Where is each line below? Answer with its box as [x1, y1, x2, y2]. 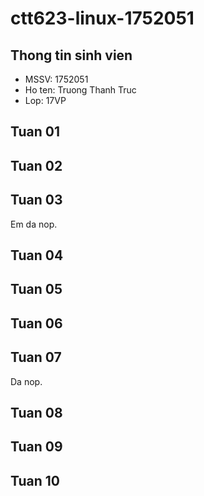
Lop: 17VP [24, 95, 67, 106]
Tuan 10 [10, 472, 60, 489]
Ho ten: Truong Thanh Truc [24, 84, 137, 96]
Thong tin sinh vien [10, 47, 133, 64]
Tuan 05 [10, 281, 63, 298]
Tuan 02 [10, 157, 63, 174]
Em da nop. [10, 218, 58, 230]
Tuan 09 [10, 438, 63, 456]
